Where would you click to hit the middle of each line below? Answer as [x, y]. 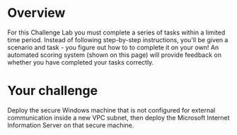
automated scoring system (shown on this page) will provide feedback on [114, 55]
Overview [36, 13]
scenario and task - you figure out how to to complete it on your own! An [113, 47]
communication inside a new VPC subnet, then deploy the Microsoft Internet [118, 117]
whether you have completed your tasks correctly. [81, 62]
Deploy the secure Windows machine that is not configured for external [111, 110]
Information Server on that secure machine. [71, 125]
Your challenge [52, 91]
